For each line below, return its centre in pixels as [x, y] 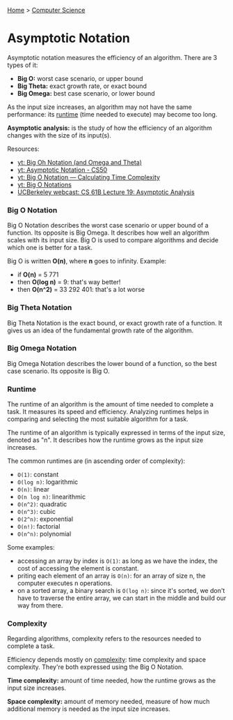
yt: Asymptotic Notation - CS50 [62, 170]
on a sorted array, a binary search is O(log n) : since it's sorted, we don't [121, 591]
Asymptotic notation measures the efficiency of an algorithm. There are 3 [112, 57]
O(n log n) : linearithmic [51, 497]
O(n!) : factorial [39, 527]
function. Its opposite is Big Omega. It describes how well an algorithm [109, 233]
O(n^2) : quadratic [42, 504]
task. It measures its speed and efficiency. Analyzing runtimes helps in [108, 412]
